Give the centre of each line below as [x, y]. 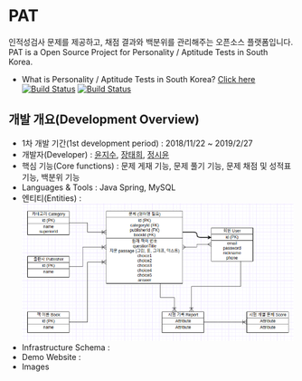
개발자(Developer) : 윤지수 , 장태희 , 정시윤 [95, 154]
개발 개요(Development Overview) [104, 120]
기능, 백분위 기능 [51, 176]
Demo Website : [51, 357]
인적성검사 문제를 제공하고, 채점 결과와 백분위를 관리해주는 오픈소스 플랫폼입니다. [151, 42]
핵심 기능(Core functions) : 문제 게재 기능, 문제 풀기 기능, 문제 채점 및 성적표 [156, 166]
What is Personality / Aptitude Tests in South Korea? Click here [138, 79]
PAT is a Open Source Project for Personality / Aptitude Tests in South [138, 52]
